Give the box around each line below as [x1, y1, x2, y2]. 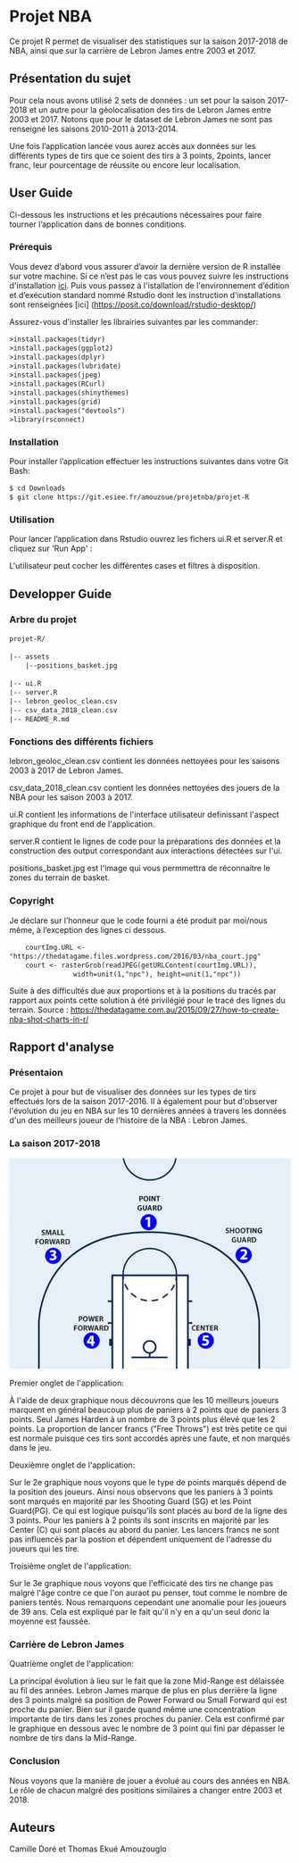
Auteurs [9, 1819, 56, 1835]
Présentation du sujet [9, 71, 131, 87]
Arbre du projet [9, 613, 78, 626]
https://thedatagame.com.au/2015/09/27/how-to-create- [70, 1004, 279, 1015]
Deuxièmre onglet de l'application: [9, 1460, 136, 1470]
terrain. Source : [9, 1004, 69, 1015]
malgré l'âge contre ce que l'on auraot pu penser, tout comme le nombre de [9, 1587, 288, 1598]
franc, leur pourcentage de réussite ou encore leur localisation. [9, 159, 241, 170]
